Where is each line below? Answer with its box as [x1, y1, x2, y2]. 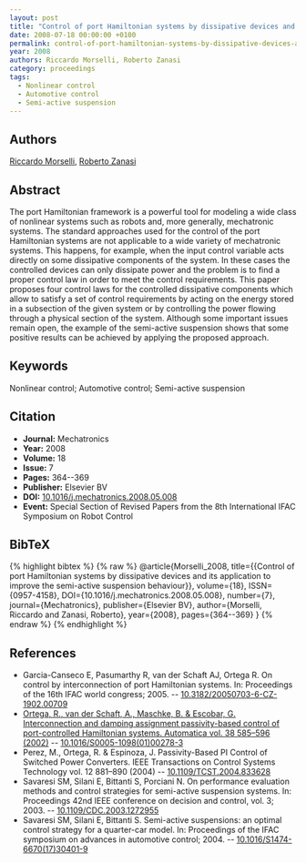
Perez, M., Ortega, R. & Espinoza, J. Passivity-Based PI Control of [22, 747, 268, 758]
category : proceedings [9, 65, 96, 74]
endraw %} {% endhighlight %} [9, 619, 127, 630]
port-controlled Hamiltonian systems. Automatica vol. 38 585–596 [22, 727, 270, 738]
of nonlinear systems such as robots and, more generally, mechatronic [9, 216, 275, 227]
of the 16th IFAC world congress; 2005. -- [22, 689, 179, 700]
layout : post [9, 13, 59, 23]
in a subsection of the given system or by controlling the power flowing [9, 303, 276, 314]
